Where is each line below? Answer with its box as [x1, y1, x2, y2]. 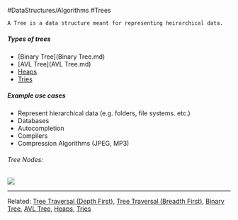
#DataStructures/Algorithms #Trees [7, 6, 111, 14]
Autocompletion [17, 124, 64, 132]
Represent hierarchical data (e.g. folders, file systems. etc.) [17, 109, 191, 117]
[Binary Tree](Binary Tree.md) [17, 52, 106, 61]
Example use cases [7, 91, 66, 100]
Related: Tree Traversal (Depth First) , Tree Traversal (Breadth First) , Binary [7, 197, 225, 206]
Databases [17, 116, 50, 125]
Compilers [17, 131, 48, 140]
